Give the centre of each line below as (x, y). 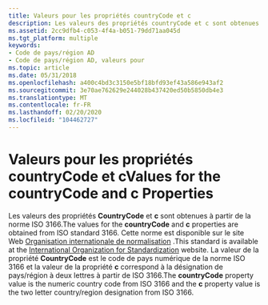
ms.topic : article (39, 68)
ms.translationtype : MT (48, 98)
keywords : (25, 46)
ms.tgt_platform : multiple (53, 38)
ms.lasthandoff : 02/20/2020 (55, 113)
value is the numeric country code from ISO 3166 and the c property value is (134, 283)
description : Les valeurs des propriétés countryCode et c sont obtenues (134, 23)
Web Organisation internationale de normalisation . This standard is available (133, 241)
